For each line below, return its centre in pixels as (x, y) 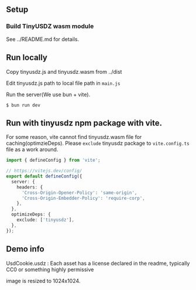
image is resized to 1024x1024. (43, 281)
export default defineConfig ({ (44, 176)
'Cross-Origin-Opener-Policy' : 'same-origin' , (79, 193)
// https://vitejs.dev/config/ (44, 171)
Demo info (25, 249)
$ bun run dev (23, 105)
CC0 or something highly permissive (50, 269)
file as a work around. (32, 149)
